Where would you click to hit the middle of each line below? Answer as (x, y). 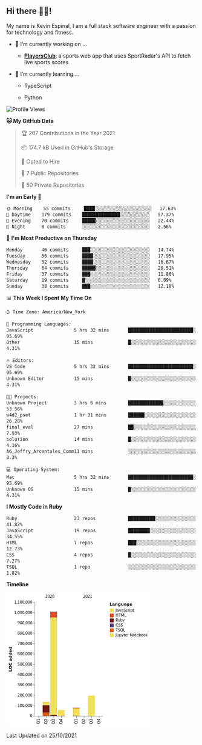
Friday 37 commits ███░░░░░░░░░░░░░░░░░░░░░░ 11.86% (90, 274)
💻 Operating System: (33, 469)
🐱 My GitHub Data (30, 121)
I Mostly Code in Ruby (34, 506)
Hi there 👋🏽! (29, 11)
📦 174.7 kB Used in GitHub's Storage (67, 147)
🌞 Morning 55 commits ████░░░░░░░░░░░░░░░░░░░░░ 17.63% (91, 209)
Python (33, 97)
